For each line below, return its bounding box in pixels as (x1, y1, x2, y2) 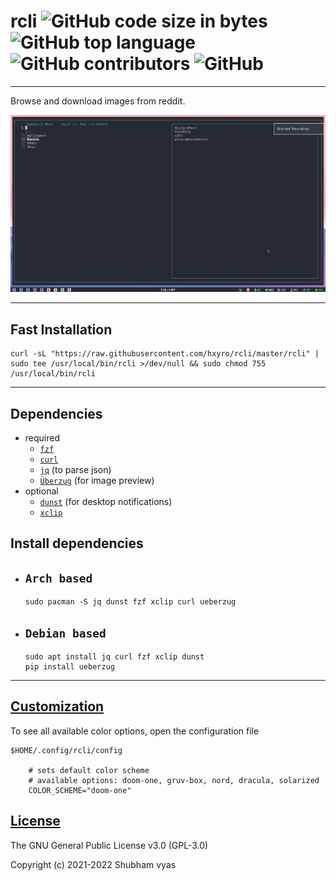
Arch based (24, 571, 93, 585)
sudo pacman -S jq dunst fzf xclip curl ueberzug (24, 597, 237, 607)
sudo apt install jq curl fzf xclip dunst (24, 652, 205, 662)
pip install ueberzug (24, 662, 115, 672)
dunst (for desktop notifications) (39, 496, 173, 508)
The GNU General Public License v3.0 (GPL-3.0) (10, 839, 209, 851)
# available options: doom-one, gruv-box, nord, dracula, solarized (28, 775, 320, 785)
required (24, 432, 61, 444)
